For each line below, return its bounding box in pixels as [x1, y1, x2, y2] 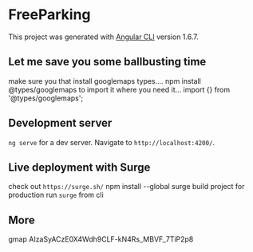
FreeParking [8, 6, 91, 24]
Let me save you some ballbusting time [8, 55, 207, 69]
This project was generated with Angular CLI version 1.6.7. [8, 32, 199, 41]
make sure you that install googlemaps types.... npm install [8, 76, 201, 85]
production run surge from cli [8, 190, 104, 200]
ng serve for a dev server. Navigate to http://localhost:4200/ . [8, 137, 215, 147]
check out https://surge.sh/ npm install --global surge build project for [8, 182, 245, 191]
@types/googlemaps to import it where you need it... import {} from [8, 85, 230, 94]
